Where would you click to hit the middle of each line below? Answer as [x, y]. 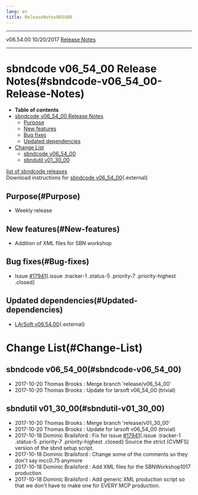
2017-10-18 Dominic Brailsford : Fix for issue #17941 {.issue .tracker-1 [98, 435]
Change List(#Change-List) [75, 348]
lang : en [17, 11]
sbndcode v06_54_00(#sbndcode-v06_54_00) [94, 370]
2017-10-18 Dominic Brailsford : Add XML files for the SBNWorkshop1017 [103, 467]
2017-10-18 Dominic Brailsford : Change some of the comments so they [101, 454]
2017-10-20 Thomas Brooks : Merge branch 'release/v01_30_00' [93, 423]
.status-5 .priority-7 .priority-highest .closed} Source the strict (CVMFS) [102, 441]
